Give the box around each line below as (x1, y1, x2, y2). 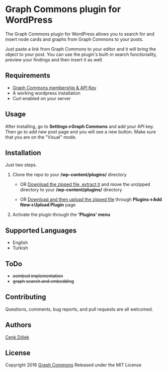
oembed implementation (12, 273, 63, 279)
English (12, 240, 28, 246)
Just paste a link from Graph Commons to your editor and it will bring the (5, 46, 156, 52)
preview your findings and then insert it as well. (5, 56, 103, 62)
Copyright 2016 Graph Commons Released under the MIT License (5, 362, 142, 368)
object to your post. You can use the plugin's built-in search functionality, (5, 51, 157, 57)
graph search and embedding (12, 278, 74, 284)
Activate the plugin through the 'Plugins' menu (12, 211, 111, 217)
